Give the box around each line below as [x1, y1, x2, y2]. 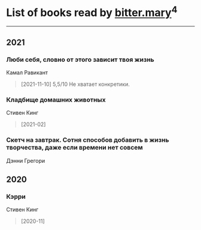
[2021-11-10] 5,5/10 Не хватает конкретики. [20, 80, 130, 88]
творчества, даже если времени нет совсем [6, 144, 144, 152]
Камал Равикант [6, 68, 48, 76]
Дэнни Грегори [6, 157, 45, 164]
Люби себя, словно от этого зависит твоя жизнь [6, 55, 154, 64]
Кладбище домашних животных [6, 95, 106, 104]
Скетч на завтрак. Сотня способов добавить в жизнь [6, 136, 169, 144]
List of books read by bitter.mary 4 [6, 4, 178, 20]
